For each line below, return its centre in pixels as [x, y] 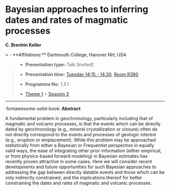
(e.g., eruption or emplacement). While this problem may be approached [80, 140]
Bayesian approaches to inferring [77, 9]
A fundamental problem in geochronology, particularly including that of [79, 118]
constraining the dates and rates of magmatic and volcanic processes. [79, 183]
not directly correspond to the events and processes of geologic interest [81, 134]
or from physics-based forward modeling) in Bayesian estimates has [76, 156]
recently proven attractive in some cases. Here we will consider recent [79, 161]
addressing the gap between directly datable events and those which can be [85, 172]
